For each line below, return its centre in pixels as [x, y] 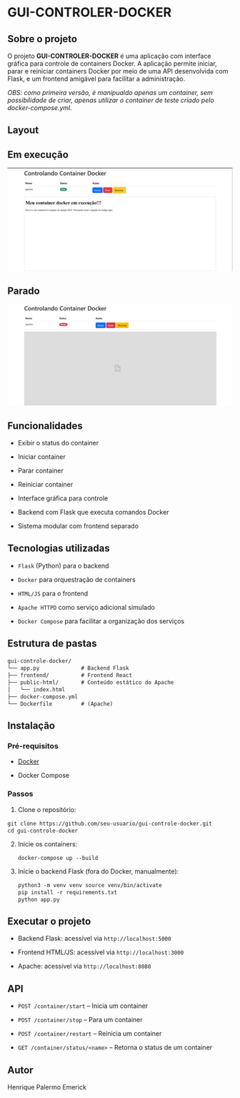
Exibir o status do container [58, 443]
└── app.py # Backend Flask [69, 668]
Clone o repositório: [47, 809]
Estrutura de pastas [52, 644]
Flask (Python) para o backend [63, 565]
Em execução [38, 154]
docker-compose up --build [58, 858]
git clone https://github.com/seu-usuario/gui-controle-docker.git [110, 823]
